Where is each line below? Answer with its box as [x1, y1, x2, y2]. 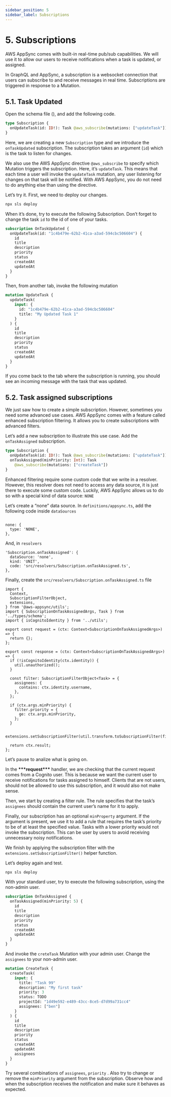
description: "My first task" [18, 985, 83, 990]
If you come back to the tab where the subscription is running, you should [5, 373, 160, 379]
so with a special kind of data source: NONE [5, 493, 94, 499]
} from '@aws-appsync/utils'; [5, 604, 70, 609]
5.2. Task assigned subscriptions [5, 393, 113, 402]
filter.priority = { [14, 707, 58, 712]
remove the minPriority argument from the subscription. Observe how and [5, 1076, 163, 1082]
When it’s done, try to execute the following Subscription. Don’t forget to [5, 211, 157, 217]
